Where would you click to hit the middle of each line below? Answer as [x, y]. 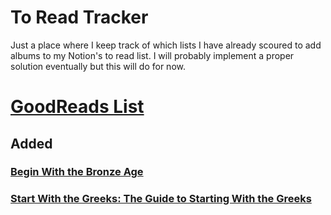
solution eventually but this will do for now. [98, 66]
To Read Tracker [79, 17]
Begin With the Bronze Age [77, 172]
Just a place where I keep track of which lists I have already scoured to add [166, 45]
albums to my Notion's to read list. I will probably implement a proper [152, 55]
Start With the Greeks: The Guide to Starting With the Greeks [161, 199]
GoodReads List [77, 107]
